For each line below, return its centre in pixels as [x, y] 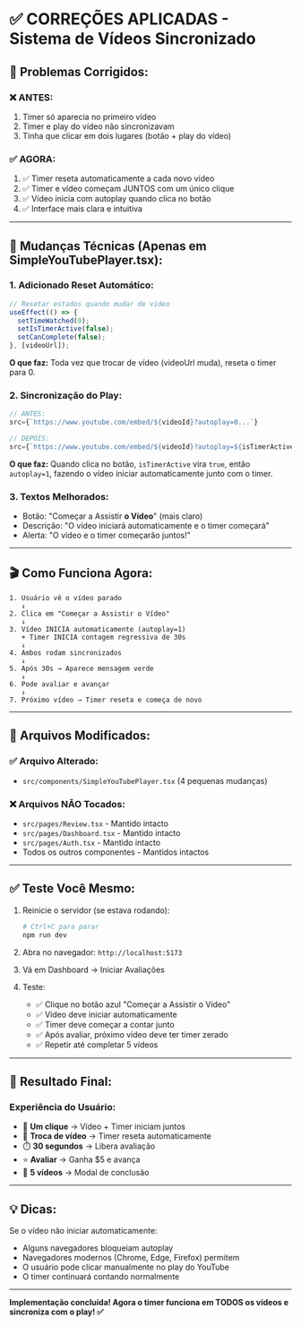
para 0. [22, 373]
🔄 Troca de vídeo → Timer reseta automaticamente [117, 1136]
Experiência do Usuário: [63, 1106]
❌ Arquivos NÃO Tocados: [67, 804]
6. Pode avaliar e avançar [60, 685]
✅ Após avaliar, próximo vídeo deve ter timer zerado [132, 1034]
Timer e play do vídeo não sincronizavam [98, 126]
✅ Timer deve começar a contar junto [105, 1024]
